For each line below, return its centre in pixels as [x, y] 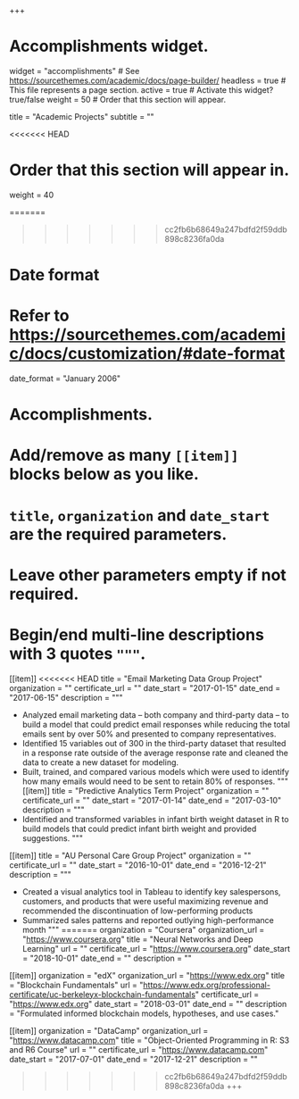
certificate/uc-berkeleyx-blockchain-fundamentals [103, 994]
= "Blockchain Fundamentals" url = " [76, 985]
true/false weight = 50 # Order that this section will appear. [118, 99]
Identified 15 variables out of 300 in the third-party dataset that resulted [154, 743]
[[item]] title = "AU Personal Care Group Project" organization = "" [130, 855]
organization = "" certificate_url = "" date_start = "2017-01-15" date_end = [145, 687]
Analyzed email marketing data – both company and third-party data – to [156, 714]
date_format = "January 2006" [65, 379]
